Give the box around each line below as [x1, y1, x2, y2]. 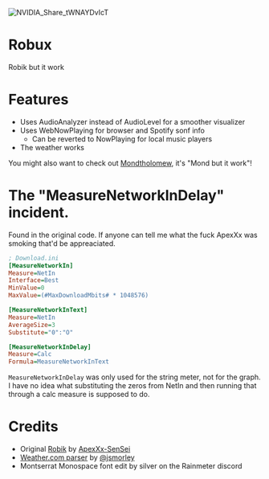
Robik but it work [8, 62, 64, 72]
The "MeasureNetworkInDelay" [8, 186, 225, 205]
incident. [8, 203, 70, 222]
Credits [8, 418, 59, 436]
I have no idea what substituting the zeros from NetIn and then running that [8, 381, 257, 391]
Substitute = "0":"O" [8, 328, 74, 337]
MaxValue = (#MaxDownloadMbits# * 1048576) [8, 292, 149, 300]
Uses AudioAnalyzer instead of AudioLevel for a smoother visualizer [19, 117, 246, 126]
